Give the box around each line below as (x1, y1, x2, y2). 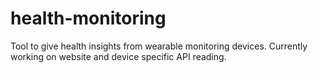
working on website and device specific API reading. (10, 50, 227, 62)
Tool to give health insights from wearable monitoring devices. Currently (10, 40, 308, 52)
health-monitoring (10, 7, 167, 30)
